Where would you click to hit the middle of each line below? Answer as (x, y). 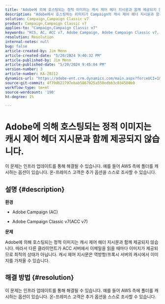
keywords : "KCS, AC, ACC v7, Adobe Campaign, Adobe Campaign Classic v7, (82, 33)
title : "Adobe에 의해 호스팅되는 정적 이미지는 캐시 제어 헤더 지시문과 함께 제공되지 (81, 10)
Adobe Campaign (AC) (35, 212)
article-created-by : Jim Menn (36, 51)
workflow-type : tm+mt (27, 87)
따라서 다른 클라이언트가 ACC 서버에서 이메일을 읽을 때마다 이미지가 (80, 248)
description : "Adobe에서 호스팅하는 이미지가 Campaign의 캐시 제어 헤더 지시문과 (80, 14)
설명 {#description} (35, 189)
